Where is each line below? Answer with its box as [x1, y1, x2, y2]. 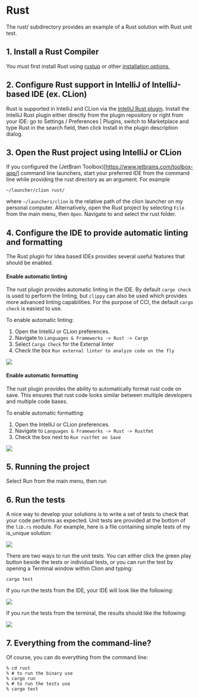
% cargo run [6, 676, 36, 682]
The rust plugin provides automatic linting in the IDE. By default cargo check [6, 286, 191, 293]
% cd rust [6, 665, 31, 671]
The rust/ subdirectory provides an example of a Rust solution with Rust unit [6, 23, 192, 30]
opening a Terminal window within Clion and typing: [6, 565, 133, 572]
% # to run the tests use [6, 681, 70, 687]
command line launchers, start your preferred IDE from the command [20, 170, 190, 177]
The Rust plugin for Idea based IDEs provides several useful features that [6, 253, 185, 260]
